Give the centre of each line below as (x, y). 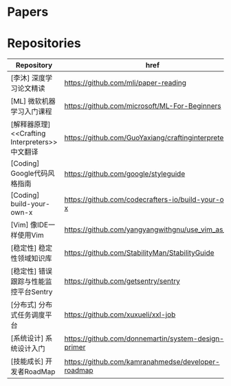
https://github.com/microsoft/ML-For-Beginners (143, 106)
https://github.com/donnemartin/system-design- (144, 339)
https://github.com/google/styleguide (125, 174)
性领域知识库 (32, 258)
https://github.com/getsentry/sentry (122, 281)
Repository (34, 65)
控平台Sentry (32, 292)
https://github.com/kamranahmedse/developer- (142, 362)
